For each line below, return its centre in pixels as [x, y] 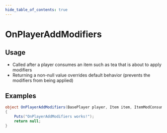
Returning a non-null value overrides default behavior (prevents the [81, 75]
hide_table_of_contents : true [37, 10]
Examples [21, 96]
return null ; [28, 121]
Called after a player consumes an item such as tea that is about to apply [87, 65]
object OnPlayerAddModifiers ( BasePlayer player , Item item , [69, 107]
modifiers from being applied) [43, 80]
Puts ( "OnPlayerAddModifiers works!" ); [54, 117]
